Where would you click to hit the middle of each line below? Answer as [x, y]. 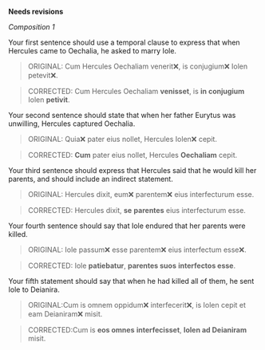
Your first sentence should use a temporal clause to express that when [125, 42]
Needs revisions [36, 12]
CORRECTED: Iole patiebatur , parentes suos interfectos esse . [132, 265]
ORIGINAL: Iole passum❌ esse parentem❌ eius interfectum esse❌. [137, 250]
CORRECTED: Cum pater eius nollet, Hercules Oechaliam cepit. [132, 155]
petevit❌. [43, 75]
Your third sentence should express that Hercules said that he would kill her [132, 170]
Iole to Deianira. [34, 289]
